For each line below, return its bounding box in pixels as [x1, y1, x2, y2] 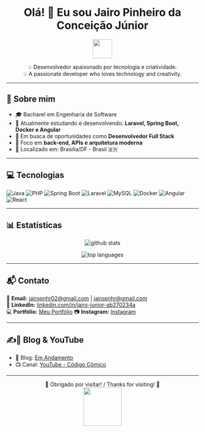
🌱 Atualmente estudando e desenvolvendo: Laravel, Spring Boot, [15, 119, 179, 127]
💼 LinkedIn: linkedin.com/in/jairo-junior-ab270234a [6, 301, 136, 308]
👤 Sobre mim [6, 94, 56, 105]
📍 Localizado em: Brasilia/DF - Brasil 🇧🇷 [15, 145, 118, 152]
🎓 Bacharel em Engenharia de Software [15, 110, 117, 118]
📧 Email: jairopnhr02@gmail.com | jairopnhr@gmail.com [6, 295, 148, 302]
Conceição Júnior [56, 18, 149, 32]
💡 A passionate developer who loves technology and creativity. [23, 70, 182, 77]
